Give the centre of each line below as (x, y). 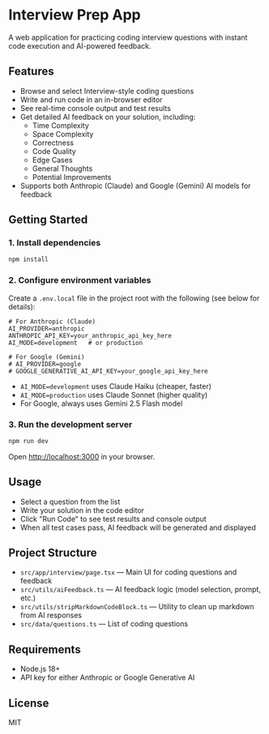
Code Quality (54, 151)
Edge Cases (52, 160)
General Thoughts (62, 169)
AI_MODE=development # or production (76, 343)
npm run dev (28, 441)
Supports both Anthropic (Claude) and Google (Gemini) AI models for (135, 186)
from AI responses (51, 615)
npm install (28, 260)
